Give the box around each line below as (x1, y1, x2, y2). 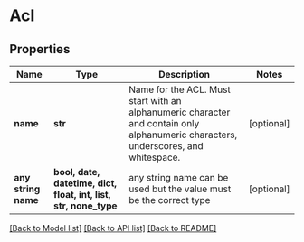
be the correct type (128, 194, 211, 206)
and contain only (128, 117, 200, 129)
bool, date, (53, 166, 100, 178)
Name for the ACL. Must (128, 83, 231, 96)
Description (157, 69, 211, 80)
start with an (128, 95, 182, 107)
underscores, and (128, 140, 204, 152)
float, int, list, (53, 189, 111, 200)
